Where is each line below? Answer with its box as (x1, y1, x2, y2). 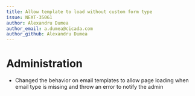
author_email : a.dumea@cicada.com (6, 25, 94, 32)
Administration (6, 57, 83, 71)
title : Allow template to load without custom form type (6, 8, 153, 15)
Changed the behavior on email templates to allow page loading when (14, 77, 189, 84)
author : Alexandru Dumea (6, 20, 69, 26)
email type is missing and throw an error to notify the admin (14, 83, 164, 91)
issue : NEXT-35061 (6, 14, 53, 20)
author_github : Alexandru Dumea (6, 31, 88, 37)
